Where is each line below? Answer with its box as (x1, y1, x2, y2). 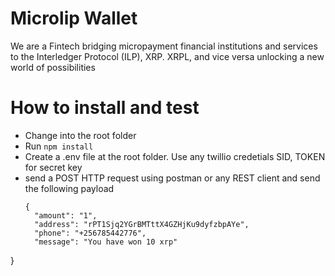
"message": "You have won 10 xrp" (34, 237, 178, 247)
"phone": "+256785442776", (34, 228, 147, 238)
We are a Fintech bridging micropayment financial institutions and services (10, 40, 318, 52)
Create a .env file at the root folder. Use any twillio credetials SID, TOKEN (24, 150, 326, 162)
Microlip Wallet (10, 7, 138, 30)
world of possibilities (10, 61, 96, 73)
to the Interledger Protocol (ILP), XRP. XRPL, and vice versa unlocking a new (10, 50, 325, 62)
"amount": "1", (34, 210, 98, 221)
